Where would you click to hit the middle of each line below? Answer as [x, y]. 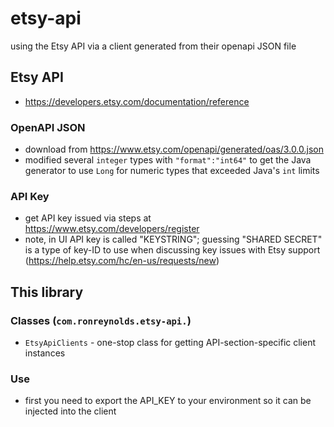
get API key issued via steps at [88, 218]
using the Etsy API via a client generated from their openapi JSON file [153, 46]
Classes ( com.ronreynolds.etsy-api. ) [101, 320]
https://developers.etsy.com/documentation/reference [137, 101]
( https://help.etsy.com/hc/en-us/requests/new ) [122, 261]
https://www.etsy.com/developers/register [112, 229]
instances [45, 353]
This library [47, 292]
